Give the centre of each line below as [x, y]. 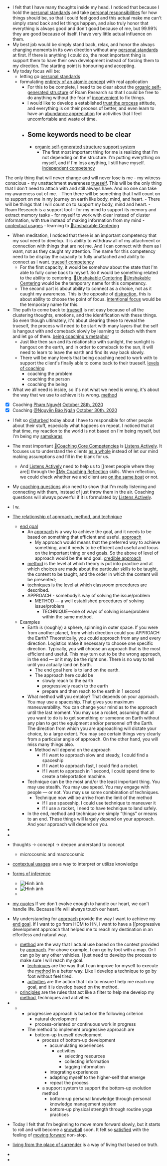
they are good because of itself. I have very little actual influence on [82, 34]
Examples [30, 622]
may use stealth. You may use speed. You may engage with [88, 787]
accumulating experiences [77, 1045]
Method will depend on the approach [73, 749]
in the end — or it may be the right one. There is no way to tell [91, 659]
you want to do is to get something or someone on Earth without [93, 717]
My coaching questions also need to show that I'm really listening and [84, 486]
